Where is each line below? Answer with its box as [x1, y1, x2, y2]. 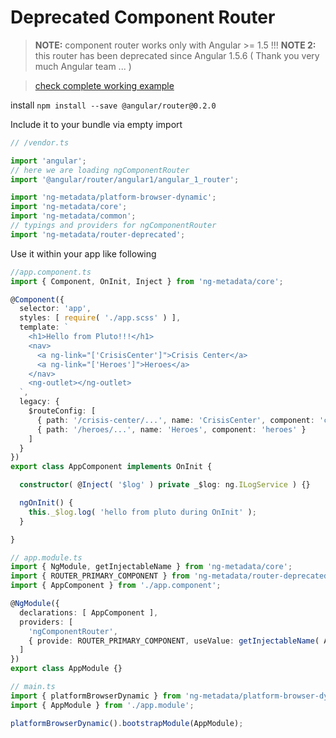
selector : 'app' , [19, 304, 92, 314]
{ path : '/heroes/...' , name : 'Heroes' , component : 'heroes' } [36, 424, 307, 435]
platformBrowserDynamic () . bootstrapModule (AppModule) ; [10, 718, 244, 728]
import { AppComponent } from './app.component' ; [10, 581, 222, 591]
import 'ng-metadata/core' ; [10, 202, 128, 212]
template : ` [19, 322, 70, 333]
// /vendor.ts [10, 137, 70, 148]
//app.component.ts [10, 267, 92, 277]
